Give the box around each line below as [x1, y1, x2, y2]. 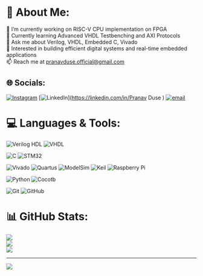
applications [6, 51, 37, 58]
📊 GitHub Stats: [6, 209, 89, 223]
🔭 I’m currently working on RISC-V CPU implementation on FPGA [6, 25, 167, 33]
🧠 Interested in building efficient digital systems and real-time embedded [6, 45, 187, 52]
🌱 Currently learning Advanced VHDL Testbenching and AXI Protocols [6, 31, 181, 39]
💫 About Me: [6, 5, 70, 19]
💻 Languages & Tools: [6, 116, 121, 130]
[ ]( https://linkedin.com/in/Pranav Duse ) [38, 94, 165, 101]
